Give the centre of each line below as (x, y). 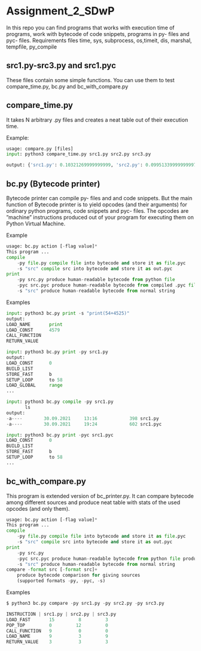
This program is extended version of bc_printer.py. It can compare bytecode (100, 496)
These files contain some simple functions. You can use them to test (90, 80)
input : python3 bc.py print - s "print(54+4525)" (68, 313)
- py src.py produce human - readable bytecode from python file (96, 280)
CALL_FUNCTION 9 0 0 (57, 631)
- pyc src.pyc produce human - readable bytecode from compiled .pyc (101, 285)
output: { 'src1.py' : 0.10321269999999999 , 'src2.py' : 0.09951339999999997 (101, 165)
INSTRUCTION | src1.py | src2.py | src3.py (61, 614)
